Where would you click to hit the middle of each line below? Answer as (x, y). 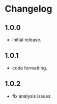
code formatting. (30, 68)
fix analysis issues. (32, 96)
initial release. (27, 40)
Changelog (28, 9)
